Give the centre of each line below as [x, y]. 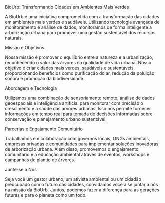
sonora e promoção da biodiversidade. [45, 79]
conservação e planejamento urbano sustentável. [56, 119]
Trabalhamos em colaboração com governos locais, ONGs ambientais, [78, 139]
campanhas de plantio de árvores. [40, 160]
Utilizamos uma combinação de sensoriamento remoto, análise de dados [80, 98]
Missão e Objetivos [25, 48]
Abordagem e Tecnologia [31, 88]
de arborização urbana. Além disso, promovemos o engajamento [72, 149]
